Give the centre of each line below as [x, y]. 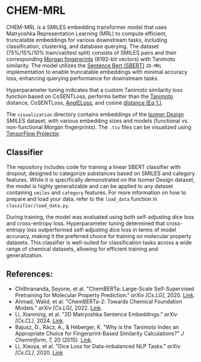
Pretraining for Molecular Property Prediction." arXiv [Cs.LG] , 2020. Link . [105, 295]
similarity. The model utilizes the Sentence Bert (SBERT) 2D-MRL [84, 65]
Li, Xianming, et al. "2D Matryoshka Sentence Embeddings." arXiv [96, 314]
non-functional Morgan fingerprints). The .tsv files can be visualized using [99, 127]
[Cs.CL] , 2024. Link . [40, 321]
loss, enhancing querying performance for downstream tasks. [82, 78]
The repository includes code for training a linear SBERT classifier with [94, 167]
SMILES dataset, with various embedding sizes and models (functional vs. [97, 120]
